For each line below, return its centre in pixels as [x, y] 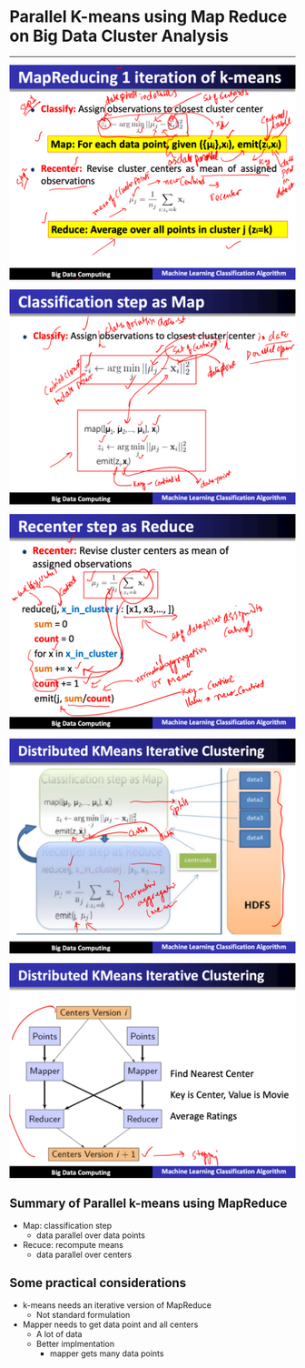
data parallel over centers [84, 1254]
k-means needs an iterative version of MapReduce [117, 1305]
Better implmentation [75, 1343]
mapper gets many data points [107, 1353]
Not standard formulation [83, 1314]
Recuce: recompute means [73, 1244]
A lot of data [59, 1333]
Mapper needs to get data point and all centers [110, 1324]
